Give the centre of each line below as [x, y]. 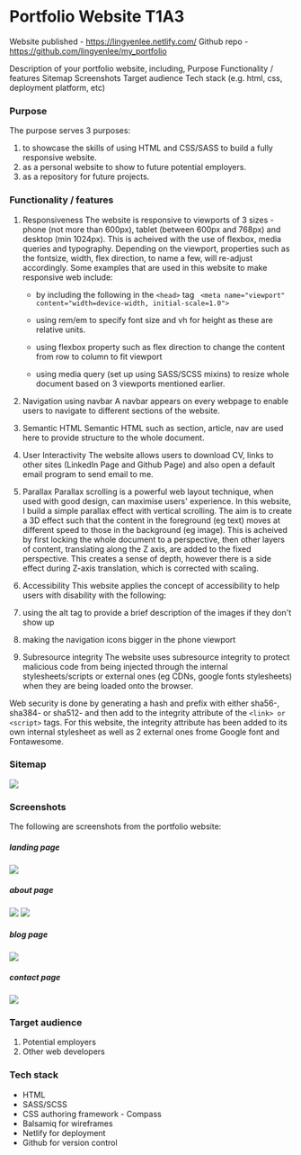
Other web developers [64, 1051]
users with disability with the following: [94, 595]
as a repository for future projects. [86, 176]
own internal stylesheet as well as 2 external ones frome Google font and [145, 732]
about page [31, 889]
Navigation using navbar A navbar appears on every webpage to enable [155, 401]
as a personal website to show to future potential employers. [134, 167]
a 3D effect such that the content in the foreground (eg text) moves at [151, 520]
